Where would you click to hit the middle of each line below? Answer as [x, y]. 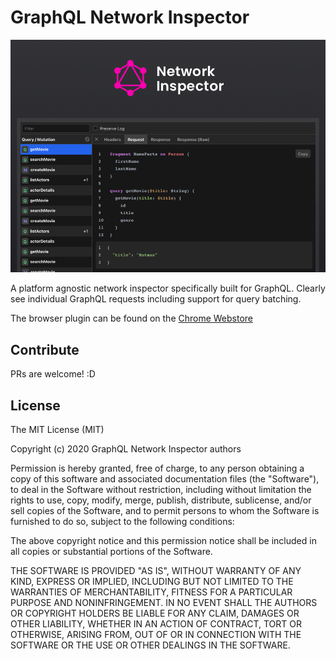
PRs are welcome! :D [53, 374]
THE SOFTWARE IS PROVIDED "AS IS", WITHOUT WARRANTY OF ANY [156, 571]
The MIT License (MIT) [57, 430]
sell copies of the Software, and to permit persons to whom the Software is [165, 511]
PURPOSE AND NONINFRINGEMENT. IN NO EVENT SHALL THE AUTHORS [164, 603]
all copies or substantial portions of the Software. [111, 552]
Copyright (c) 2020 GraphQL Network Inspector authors [126, 449]
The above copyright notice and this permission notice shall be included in [163, 541]
